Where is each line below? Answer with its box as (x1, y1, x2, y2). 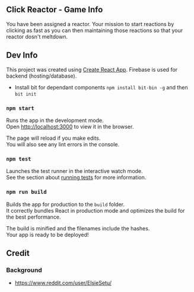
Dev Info (6, 50, 38, 60)
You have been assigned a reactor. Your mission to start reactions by (6, 20, 174, 27)
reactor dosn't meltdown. (6, 33, 68, 40)
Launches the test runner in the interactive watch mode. (6, 168, 144, 175)
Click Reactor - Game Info (6, 5, 103, 15)
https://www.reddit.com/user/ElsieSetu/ (14, 280, 112, 287)
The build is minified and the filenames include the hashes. (6, 224, 150, 232)
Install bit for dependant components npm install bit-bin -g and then (14, 84, 188, 91)
